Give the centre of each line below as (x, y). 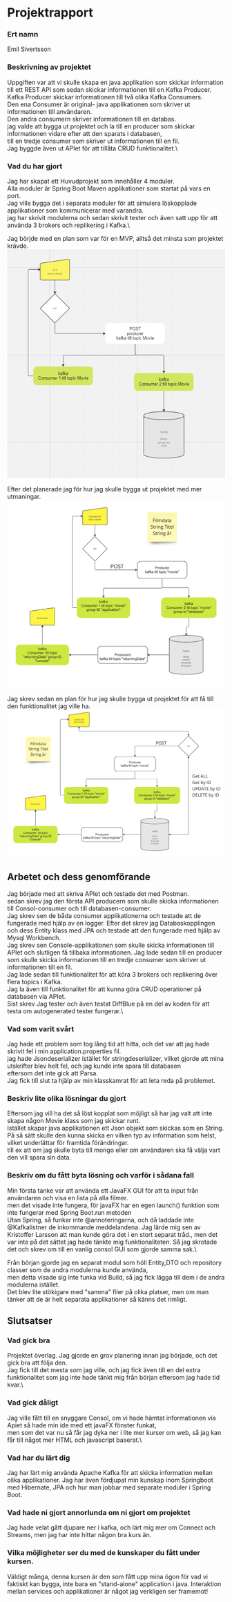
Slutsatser (30, 1321)
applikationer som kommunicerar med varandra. (75, 211)
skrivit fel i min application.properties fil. (64, 1051)
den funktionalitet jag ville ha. (49, 706)
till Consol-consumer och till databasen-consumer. (79, 908)
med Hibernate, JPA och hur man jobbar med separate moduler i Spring (109, 1487)
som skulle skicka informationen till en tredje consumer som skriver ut (107, 959)
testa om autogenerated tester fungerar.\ (65, 1011)
